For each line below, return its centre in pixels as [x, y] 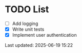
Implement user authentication [45, 35]
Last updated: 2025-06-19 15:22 [39, 45]
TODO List [27, 9]
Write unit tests [28, 29]
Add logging [25, 23]
